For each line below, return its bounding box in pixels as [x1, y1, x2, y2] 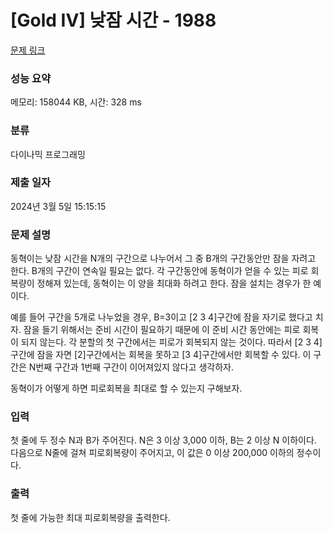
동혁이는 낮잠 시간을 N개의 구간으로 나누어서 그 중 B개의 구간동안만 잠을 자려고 [10, 252, 317, 265]
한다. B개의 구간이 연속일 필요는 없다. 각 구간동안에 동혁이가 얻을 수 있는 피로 [10, 265, 309, 277]
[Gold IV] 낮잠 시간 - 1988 [10, 9, 217, 32]
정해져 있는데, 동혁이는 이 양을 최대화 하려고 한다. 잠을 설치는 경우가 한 [36, 277, 312, 290]
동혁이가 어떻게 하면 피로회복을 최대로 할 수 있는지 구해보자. [10, 382, 243, 395]
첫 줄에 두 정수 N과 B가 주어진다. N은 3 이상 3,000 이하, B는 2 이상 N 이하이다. [10, 434, 317, 446]
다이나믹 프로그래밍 [10, 148, 86, 160]
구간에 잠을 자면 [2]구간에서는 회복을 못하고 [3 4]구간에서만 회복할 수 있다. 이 [10, 349, 312, 361]
